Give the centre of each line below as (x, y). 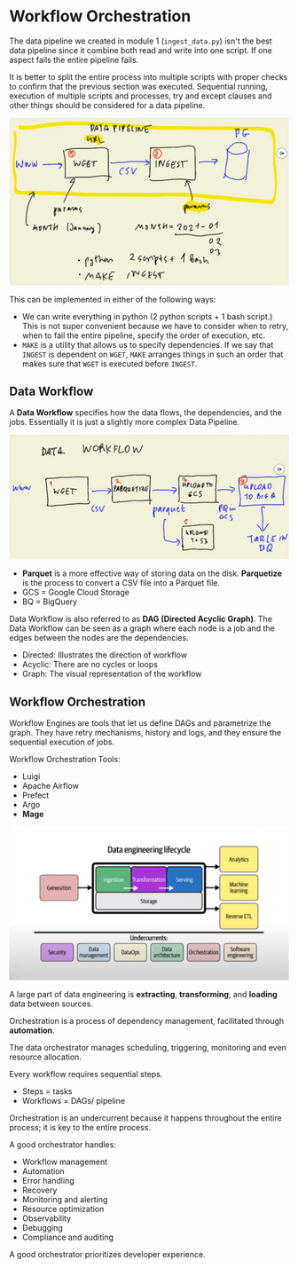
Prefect (35, 795)
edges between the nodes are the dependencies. (99, 638)
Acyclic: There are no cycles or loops (90, 665)
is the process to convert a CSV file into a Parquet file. (121, 583)
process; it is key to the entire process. (80, 1128)
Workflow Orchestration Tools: (65, 760)
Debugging (43, 1228)
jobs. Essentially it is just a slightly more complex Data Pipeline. (125, 422)
